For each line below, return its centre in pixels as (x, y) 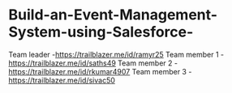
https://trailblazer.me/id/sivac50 (62, 80)
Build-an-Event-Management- (113, 15)
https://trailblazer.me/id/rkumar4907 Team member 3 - (100, 71)
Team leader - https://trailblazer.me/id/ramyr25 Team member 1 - (116, 54)
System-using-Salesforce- (101, 32)
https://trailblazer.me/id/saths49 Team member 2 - (93, 63)
